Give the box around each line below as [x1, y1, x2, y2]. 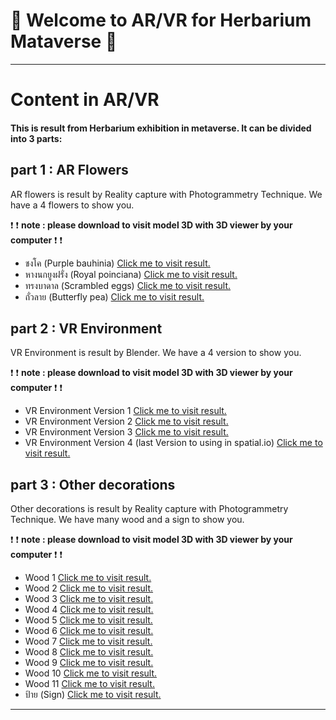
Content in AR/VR [10, 89, 160, 111]
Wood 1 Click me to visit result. [24, 572, 152, 584]
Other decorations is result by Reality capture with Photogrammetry [10, 503, 289, 515]
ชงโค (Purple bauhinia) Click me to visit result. [24, 257, 211, 269]
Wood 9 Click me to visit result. [24, 657, 154, 669]
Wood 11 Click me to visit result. [24, 678, 155, 690]
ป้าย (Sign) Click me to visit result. [24, 689, 162, 701]
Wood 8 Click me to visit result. [24, 646, 154, 658]
